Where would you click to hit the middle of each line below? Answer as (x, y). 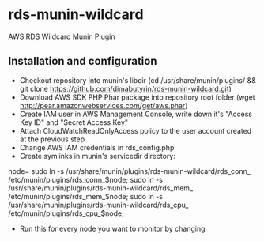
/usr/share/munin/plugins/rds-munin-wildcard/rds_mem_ (101, 188)
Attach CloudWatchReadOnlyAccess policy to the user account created (136, 130)
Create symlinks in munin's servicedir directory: (97, 156)
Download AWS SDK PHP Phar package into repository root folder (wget (137, 97)
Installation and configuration (83, 61)
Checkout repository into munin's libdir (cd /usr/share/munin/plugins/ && (138, 80)
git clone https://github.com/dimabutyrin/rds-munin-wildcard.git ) (125, 88)
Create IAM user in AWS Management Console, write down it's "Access (136, 114)
